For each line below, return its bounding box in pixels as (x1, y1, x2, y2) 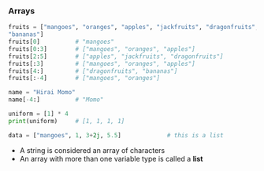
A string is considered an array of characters (19, 145, 165, 155)
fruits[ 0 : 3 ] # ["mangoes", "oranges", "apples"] (8, 45, 195, 53)
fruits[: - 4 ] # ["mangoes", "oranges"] (8, 75, 160, 82)
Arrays (8, 5, 35, 16)
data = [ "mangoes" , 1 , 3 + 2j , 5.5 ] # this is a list (8, 131, 224, 139)
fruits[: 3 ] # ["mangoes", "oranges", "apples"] (8, 60, 195, 67)
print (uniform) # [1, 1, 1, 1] (8, 117, 125, 125)
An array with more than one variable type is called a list (19, 154, 203, 163)
